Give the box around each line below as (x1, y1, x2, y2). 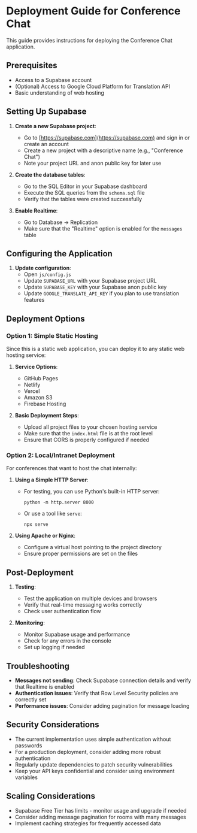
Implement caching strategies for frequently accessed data (14, 819, 162, 827)
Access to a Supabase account (14, 76, 92, 83)
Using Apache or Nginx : (14, 532, 76, 540)
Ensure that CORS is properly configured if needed (23, 436, 150, 444)
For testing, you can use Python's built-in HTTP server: (23, 488, 160, 495)
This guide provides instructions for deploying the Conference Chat (6, 37, 172, 44)
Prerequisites (6, 60, 57, 71)
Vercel (23, 387, 40, 395)
